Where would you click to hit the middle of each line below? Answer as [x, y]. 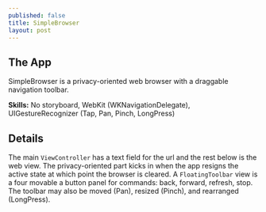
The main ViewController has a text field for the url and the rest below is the [133, 157]
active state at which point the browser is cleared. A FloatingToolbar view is [133, 174]
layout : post [30, 30]
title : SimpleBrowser [44, 23]
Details [26, 138]
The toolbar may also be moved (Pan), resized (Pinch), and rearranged [124, 191]
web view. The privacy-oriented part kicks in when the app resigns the [123, 166]
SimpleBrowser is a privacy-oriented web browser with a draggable [118, 81]
